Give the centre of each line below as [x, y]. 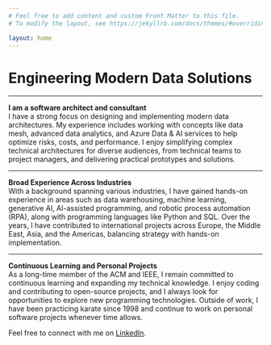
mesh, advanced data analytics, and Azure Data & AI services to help [123, 133]
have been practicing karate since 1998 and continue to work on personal [130, 309]
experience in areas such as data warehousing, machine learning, [118, 200]
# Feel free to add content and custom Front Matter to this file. [124, 16]
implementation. [35, 242]
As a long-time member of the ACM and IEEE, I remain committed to [121, 275]
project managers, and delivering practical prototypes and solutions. [122, 159]
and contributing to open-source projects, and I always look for [113, 292]
